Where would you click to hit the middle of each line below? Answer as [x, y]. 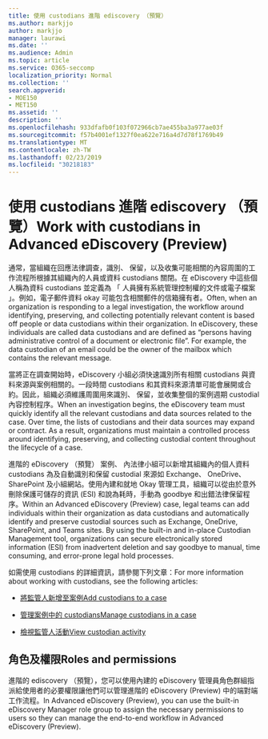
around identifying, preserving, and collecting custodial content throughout [132, 439]
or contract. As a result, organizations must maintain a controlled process [129, 430]
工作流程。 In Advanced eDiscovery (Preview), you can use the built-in [124, 700]
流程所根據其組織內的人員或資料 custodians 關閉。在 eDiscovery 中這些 [133, 278]
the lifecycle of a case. [46, 448]
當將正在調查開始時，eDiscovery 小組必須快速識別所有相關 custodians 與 [129, 374]
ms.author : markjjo [41, 23]
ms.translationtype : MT [48, 142]
